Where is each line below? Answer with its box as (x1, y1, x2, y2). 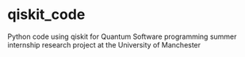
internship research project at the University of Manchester (7, 40, 201, 49)
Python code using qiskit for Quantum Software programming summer (7, 32, 237, 41)
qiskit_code (7, 6, 86, 24)
